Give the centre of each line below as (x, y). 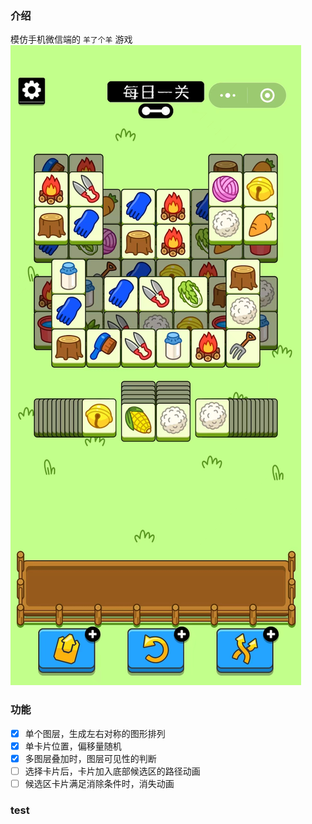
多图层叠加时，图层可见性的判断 (90, 758)
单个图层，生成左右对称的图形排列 (95, 733)
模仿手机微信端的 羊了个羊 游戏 (71, 39)
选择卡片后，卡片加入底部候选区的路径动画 (112, 771)
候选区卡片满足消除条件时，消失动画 (99, 783)
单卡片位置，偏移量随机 (73, 746)
